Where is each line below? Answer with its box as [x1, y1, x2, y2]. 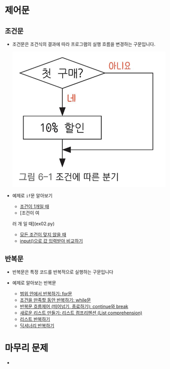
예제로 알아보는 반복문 [12, 280, 57, 286]
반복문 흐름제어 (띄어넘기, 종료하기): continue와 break [19, 304, 129, 310]
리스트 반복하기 [19, 316, 51, 322]
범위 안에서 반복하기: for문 [19, 291, 72, 297]
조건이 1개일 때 [19, 203, 50, 210]
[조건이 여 [19, 210, 40, 216]
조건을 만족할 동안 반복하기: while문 [19, 297, 91, 303]
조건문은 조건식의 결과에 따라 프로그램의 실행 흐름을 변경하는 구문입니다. [12, 41, 156, 47]
